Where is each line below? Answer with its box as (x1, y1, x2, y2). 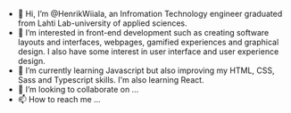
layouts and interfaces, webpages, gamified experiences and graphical (17, 36, 279, 47)
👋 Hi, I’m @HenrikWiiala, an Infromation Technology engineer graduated (17, 9, 283, 19)
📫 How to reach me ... (17, 94, 101, 104)
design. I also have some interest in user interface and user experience (17, 46, 279, 57)
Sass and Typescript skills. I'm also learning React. (17, 75, 204, 85)
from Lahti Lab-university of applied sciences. (17, 18, 187, 28)
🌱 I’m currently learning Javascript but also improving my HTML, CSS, (17, 65, 275, 76)
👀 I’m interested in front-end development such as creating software (17, 28, 270, 37)
